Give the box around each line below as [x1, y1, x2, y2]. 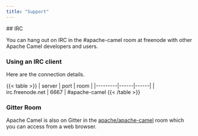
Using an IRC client [6, 57, 62, 66]
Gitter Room [6, 103, 42, 111]
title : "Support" [6, 8, 49, 15]
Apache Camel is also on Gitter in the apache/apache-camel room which [6, 116, 184, 124]
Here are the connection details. [6, 70, 85, 77]
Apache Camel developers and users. [6, 43, 98, 50]
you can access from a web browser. [6, 123, 97, 130]
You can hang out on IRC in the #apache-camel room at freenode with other [6, 36, 193, 43]
